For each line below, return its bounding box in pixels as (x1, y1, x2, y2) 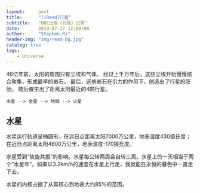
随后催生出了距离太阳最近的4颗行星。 (17, 85, 110, 93)
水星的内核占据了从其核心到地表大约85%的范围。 (6, 180, 128, 188)
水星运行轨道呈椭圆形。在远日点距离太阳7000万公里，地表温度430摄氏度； (6, 133, 191, 140)
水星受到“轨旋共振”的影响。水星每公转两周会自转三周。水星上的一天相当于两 (6, 153, 194, 160)
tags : (6, 48, 20, 54)
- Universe (17, 53, 44, 59)
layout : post (6, 8, 50, 15)
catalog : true (6, 42, 42, 48)
